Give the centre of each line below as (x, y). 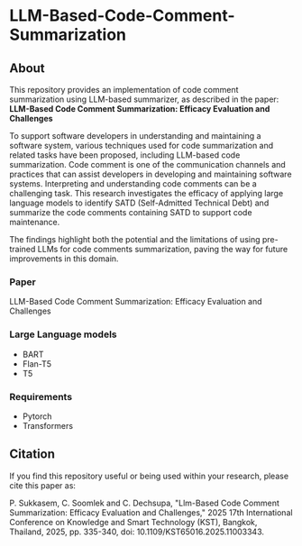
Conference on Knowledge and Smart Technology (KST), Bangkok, (133, 522)
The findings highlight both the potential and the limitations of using (135, 239)
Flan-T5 (37, 364)
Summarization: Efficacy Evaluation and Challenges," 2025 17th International (151, 512)
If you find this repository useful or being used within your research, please (149, 476)
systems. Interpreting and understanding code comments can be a (133, 184)
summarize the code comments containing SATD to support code (131, 212)
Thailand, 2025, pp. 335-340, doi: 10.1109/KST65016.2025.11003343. (137, 532)
